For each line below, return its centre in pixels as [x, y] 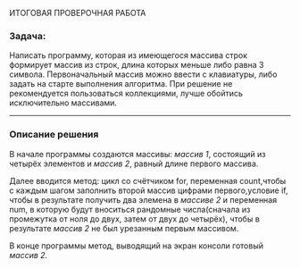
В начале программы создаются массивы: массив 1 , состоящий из [137, 154]
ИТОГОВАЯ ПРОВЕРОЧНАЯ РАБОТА [78, 13]
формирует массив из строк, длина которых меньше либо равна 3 [137, 65]
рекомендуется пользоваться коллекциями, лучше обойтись [126, 94]
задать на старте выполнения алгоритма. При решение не [121, 84]
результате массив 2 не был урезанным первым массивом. [124, 228]
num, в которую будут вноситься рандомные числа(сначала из [130, 209]
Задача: [28, 36]
